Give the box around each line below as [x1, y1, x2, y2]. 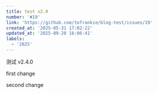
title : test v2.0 [6, 8, 49, 15]
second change [6, 81, 44, 88]
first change [6, 70, 35, 77]
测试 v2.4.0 [6, 58, 33, 65]
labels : [6, 36, 25, 42]
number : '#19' [6, 14, 41, 20]
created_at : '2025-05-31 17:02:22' [6, 25, 93, 31]
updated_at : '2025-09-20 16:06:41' [6, 31, 93, 36]
